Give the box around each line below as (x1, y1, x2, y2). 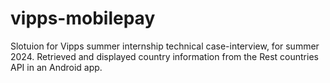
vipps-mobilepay (10, 7, 156, 30)
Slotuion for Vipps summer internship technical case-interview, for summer (10, 40, 320, 52)
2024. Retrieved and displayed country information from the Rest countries (10, 50, 319, 62)
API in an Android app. (10, 61, 103, 73)
